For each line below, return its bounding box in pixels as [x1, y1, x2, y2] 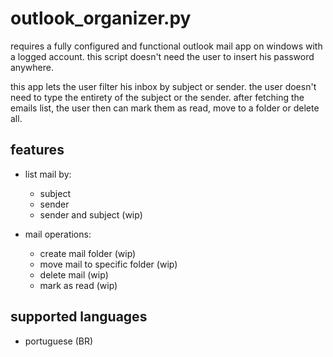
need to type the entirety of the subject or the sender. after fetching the [10, 91, 305, 103]
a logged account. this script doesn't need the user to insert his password [10, 50, 315, 62]
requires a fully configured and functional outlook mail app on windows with [10, 40, 323, 52]
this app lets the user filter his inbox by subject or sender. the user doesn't [10, 80, 317, 92]
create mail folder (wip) [39, 247, 137, 259]
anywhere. [10, 61, 54, 73]
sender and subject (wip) [39, 208, 143, 221]
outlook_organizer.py [10, 7, 192, 30]
